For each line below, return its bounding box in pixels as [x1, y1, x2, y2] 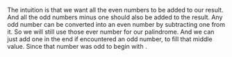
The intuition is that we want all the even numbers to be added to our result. [7, 6, 224, 14]
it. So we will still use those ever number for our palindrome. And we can [7, 27, 215, 36]
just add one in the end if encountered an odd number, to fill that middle [7, 35, 213, 43]
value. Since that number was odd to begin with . [7, 43, 147, 50]
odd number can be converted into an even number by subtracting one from [7, 21, 226, 28]
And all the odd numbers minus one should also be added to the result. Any [7, 13, 223, 21]
